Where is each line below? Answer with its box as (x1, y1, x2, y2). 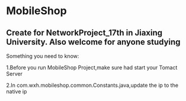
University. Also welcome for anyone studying (6, 37, 181, 47)
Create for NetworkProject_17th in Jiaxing (6, 28, 163, 38)
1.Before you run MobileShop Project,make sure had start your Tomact (6, 64, 178, 71)
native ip (6, 88, 27, 95)
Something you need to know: (6, 53, 79, 60)
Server (6, 70, 23, 77)
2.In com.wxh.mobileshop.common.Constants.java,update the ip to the (6, 82, 179, 89)
